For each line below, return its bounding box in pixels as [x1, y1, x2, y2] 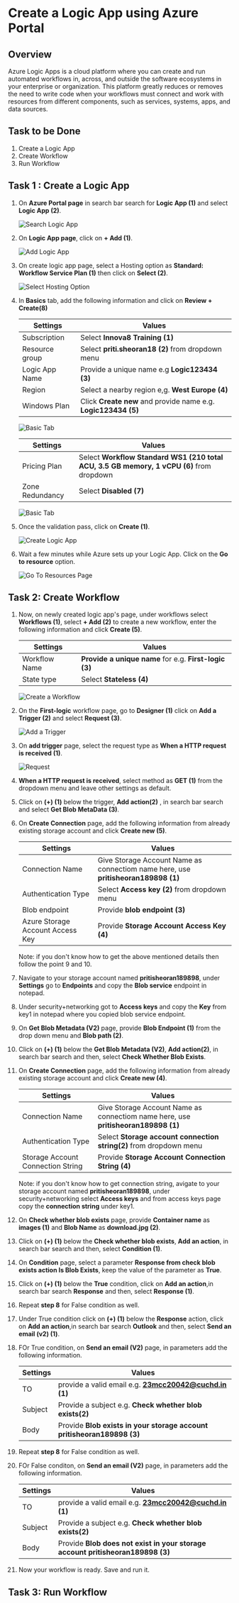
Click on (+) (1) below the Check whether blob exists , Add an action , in [18, 1237, 229, 1246]
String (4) [97, 1161, 131, 1171]
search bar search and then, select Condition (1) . [18, 1245, 162, 1253]
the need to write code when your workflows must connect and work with [8, 90, 224, 98]
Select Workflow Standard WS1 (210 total [78, 452, 223, 462]
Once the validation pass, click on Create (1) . [18, 522, 150, 531]
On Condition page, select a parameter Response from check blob [18, 1258, 216, 1267]
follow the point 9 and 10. [18, 960, 92, 969]
